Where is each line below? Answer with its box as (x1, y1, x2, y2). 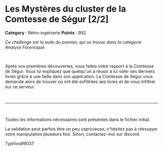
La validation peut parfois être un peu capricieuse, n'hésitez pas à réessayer (5, 126, 158, 132)
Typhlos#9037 (5, 140, 34, 146)
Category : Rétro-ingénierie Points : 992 (5, 30, 86, 35)
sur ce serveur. (5, 84, 35, 89)
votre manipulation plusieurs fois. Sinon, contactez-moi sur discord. (5, 131, 141, 137)
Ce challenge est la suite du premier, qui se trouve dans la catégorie (5, 39, 142, 45)
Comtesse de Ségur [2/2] (5, 14, 109, 25)
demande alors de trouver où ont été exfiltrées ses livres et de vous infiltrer (5, 79, 156, 84)
